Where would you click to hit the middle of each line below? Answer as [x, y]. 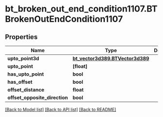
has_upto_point [26, 74]
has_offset [20, 82]
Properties [21, 37]
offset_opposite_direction [38, 97]
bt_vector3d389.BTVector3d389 [111, 58]
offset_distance [26, 90]
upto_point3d [24, 58]
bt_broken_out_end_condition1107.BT [81, 9]
